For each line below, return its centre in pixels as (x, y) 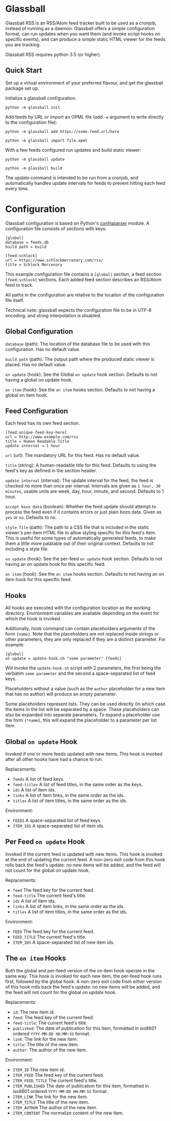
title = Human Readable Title (37, 442)
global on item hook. (27, 395)
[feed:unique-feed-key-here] (36, 433)
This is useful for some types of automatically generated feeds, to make (81, 538)
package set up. (22, 88)
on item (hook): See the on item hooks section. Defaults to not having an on (85, 574)
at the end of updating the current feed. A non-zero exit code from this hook (85, 859)
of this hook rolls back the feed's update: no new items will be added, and (83, 987)
